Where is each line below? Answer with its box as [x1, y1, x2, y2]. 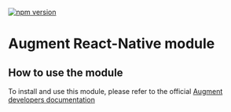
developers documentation [8, 95, 96, 104]
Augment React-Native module [8, 35, 215, 52]
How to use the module [8, 66, 123, 79]
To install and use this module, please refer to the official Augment [8, 87, 223, 96]
